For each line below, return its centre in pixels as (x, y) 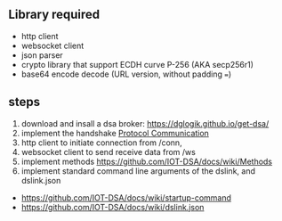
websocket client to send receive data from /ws (109, 151)
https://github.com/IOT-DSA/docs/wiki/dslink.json (113, 207)
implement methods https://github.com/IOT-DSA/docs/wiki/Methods (147, 161)
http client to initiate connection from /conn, (102, 143)
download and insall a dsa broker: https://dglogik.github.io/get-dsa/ (145, 123)
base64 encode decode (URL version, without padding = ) (126, 74)
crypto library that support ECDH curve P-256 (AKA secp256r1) (137, 64)
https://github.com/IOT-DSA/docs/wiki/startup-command (126, 197)
